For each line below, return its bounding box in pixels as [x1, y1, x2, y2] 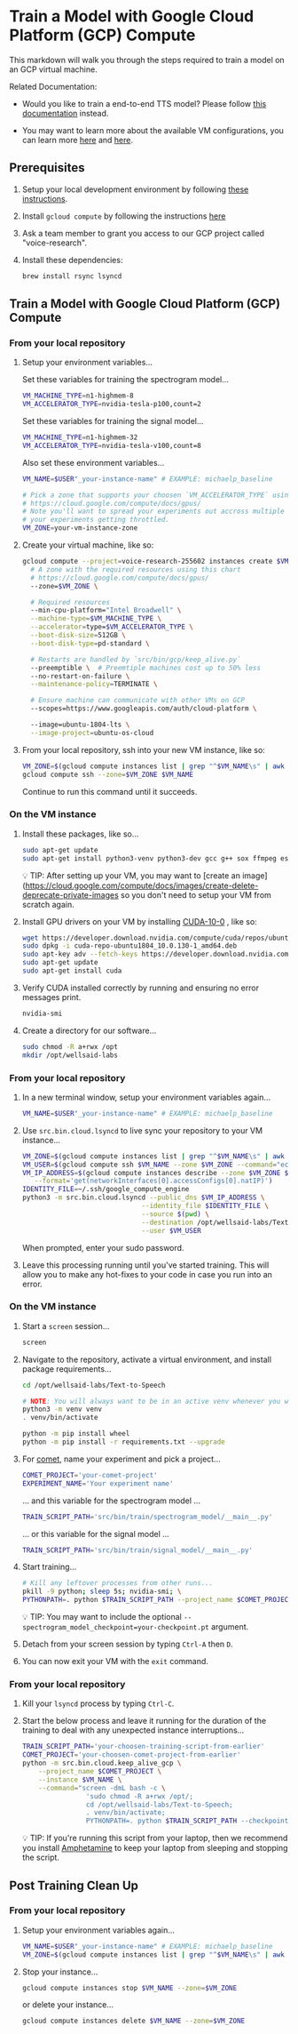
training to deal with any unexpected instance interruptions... [21, 1725, 245, 1735]
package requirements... [21, 1363, 112, 1374]
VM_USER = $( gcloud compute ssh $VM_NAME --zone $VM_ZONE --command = [21, 1160, 278, 1169]
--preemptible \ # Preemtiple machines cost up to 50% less [30, 663, 262, 672]
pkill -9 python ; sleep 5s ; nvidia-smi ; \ [21, 1587, 182, 1597]
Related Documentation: [9, 81, 98, 92]
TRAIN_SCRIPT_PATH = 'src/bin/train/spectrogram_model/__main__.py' [21, 1512, 273, 1521]
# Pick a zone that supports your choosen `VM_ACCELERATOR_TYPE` [21, 491, 269, 500]
